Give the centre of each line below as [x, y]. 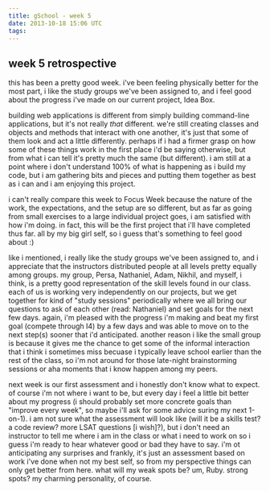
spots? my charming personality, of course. [80, 479]
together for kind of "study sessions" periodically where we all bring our [128, 301]
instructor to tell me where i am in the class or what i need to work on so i [129, 436]
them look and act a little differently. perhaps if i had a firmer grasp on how [132, 141]
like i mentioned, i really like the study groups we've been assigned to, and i [133, 258]
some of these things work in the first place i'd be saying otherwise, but [127, 150]
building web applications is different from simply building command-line [129, 116]
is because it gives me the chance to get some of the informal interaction [129, 344]
